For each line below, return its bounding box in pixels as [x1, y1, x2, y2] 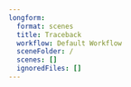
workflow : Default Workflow [16, 38, 123, 48]
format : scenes [16, 22, 74, 31]
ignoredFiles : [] [16, 64, 82, 73]
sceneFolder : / [16, 47, 74, 56]
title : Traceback [16, 30, 82, 39]
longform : [8, 13, 46, 23]
